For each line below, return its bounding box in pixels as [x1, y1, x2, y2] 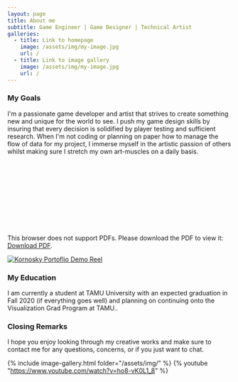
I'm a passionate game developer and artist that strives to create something [7, 109, 229, 118]
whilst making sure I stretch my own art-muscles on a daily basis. [7, 147, 199, 155]
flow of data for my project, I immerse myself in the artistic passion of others [7, 139, 232, 148]
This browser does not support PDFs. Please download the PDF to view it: [7, 234, 224, 242]
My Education [7, 273, 57, 283]
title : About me [7, 17, 55, 24]
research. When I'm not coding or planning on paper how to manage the [7, 132, 219, 141]
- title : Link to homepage [13, 37, 94, 44]
